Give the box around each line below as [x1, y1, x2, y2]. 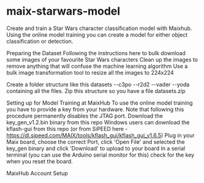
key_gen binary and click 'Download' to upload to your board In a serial [6, 144, 186, 152]
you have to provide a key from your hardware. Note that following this [6, 105, 184, 113]
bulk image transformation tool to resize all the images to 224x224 [6, 69, 175, 76]
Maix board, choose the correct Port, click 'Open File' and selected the [6, 138, 185, 145]
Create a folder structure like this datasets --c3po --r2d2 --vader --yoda [6, 81, 190, 88]
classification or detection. [6, 37, 74, 45]
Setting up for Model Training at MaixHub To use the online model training [6, 99, 193, 106]
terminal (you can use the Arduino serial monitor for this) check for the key [6, 151, 195, 159]
